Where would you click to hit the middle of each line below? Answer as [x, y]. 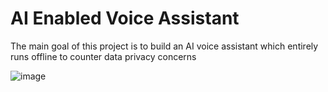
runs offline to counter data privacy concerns [103, 56]
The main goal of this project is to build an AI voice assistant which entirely [164, 46]
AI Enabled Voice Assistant [125, 18]
